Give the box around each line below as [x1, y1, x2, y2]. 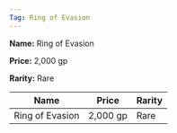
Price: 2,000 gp [9, 55, 68, 66]
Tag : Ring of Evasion [9, 13, 91, 22]
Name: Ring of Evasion [9, 38, 94, 49]
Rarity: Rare [9, 73, 55, 84]
